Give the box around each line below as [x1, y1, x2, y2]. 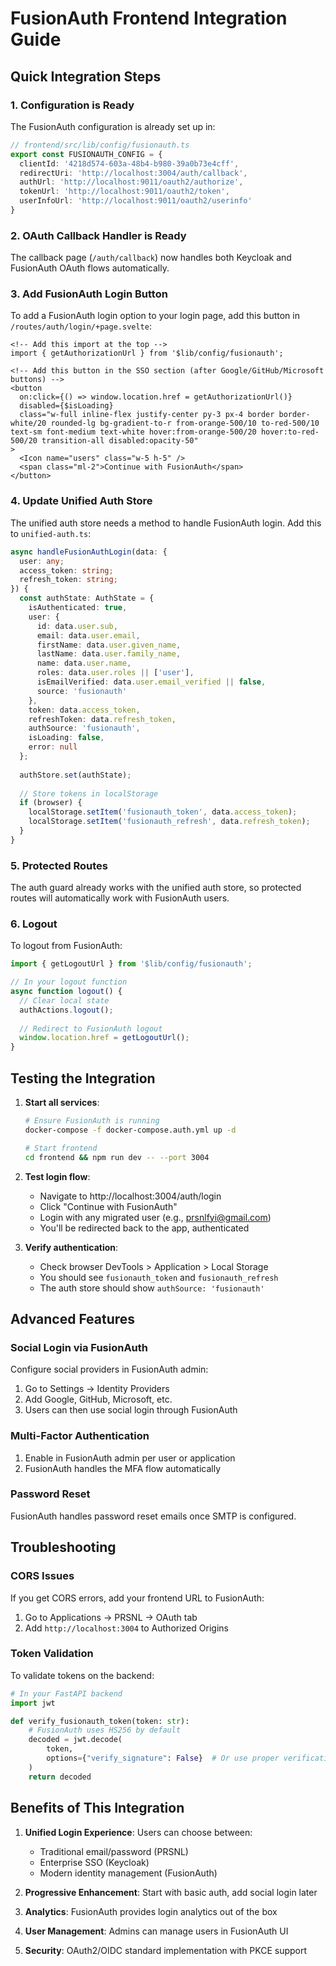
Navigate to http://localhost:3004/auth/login [39, 1190, 222, 1202]
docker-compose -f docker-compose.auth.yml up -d [24, 1125, 237, 1135]
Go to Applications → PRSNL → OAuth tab [24, 1611, 198, 1623]
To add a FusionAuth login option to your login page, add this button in [10, 310, 300, 322]
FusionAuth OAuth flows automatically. [10, 262, 170, 274]
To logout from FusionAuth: [10, 940, 123, 952]
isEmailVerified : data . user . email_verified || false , [36, 677, 267, 687]
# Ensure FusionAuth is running [24, 1116, 160, 1126]
